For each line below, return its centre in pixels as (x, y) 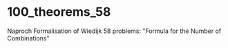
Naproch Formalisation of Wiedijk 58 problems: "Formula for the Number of (114, 31)
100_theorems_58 (59, 12)
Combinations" (28, 38)
